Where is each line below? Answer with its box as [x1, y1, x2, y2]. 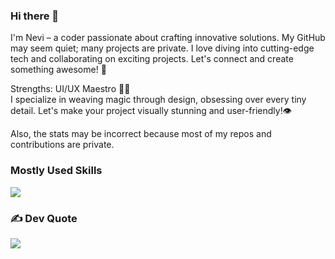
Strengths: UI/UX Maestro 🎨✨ [10, 83, 131, 95]
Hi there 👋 [10, 9, 60, 23]
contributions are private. [10, 139, 115, 151]
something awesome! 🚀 [10, 64, 107, 76]
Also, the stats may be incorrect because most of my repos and [10, 128, 272, 140]
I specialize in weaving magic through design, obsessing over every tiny [10, 94, 307, 106]
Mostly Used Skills [10, 164, 103, 178]
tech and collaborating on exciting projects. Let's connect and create [10, 53, 294, 65]
